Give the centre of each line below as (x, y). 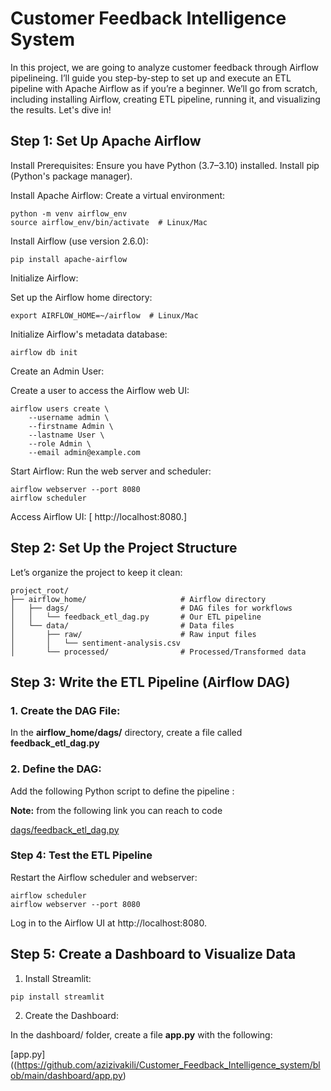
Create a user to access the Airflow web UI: (100, 390)
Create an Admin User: (57, 371)
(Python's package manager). (71, 176)
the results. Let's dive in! (61, 109)
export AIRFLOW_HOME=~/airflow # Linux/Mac (104, 315)
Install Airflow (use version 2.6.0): (79, 241)
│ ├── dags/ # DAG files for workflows (151, 608)
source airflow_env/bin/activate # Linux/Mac (109, 222)
